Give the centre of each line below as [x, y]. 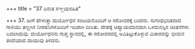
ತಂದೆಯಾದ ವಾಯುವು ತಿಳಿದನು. [33, 40]
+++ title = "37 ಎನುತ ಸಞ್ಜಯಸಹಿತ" [44, 9]
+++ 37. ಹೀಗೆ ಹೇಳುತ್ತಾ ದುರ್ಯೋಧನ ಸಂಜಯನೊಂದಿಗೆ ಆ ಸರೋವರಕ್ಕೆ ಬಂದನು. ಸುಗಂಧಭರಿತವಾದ [94, 20]
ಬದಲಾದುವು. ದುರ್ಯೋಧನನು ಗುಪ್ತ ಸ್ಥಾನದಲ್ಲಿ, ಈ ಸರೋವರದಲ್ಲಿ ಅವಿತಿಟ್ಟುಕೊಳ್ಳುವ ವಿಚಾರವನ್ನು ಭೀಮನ [95, 34]
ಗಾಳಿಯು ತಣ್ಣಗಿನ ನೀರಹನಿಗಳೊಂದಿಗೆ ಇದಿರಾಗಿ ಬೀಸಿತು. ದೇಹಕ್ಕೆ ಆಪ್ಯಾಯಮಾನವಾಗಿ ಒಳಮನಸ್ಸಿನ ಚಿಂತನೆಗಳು [97, 27]
